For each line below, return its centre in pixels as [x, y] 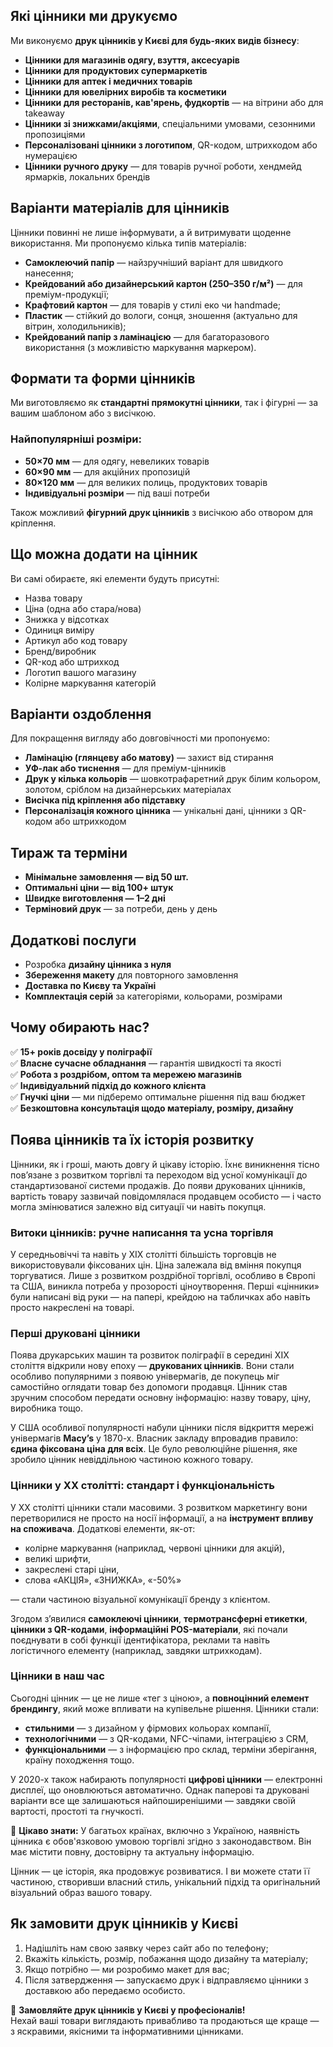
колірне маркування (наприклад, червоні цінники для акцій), [154, 1548]
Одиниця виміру [59, 630]
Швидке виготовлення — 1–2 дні [95, 898]
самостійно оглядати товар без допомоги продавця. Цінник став [149, 1387]
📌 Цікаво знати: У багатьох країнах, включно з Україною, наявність [155, 1830]
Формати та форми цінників [103, 379]
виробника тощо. [46, 1408]
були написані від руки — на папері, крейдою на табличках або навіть [160, 1296]
